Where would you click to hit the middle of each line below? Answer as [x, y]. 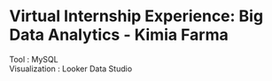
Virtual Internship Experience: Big [136, 16]
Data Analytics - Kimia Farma [119, 35]
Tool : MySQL [34, 59]
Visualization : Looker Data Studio [71, 69]
